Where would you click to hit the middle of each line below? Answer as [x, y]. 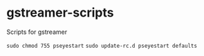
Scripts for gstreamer [37, 32]
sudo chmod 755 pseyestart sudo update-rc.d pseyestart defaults [102, 46]
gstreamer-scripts [60, 13]
